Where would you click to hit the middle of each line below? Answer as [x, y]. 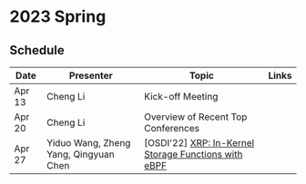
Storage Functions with [194, 154]
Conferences [172, 128]
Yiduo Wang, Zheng [89, 143]
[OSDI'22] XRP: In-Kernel [199, 143]
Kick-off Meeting [181, 97]
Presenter [91, 76]
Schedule [37, 50]
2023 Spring [58, 17]
